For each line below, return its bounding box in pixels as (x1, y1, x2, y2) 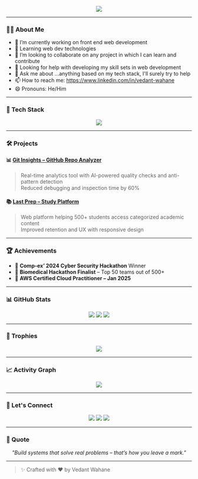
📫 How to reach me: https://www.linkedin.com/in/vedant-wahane (14, 77, 175, 84)
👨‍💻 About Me (6, 25, 44, 34)
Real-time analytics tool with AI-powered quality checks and (20, 172, 167, 179)
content (20, 219, 39, 227)
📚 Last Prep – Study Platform (6, 198, 80, 205)
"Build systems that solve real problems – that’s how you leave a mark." (11, 449, 187, 456)
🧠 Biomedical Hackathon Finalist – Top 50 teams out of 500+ (14, 268, 165, 275)
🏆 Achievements (6, 247, 57, 255)
